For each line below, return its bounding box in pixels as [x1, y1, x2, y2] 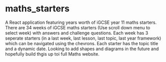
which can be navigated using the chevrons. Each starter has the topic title [5, 40, 158, 46]
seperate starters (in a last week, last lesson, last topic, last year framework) [5, 35, 162, 41]
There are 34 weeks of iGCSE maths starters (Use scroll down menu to [5, 24, 151, 30]
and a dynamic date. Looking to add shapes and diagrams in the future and [5, 46, 159, 52]
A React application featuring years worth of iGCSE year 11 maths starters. [5, 19, 157, 25]
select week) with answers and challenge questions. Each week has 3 [5, 30, 148, 36]
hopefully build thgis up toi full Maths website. [5, 51, 100, 57]
